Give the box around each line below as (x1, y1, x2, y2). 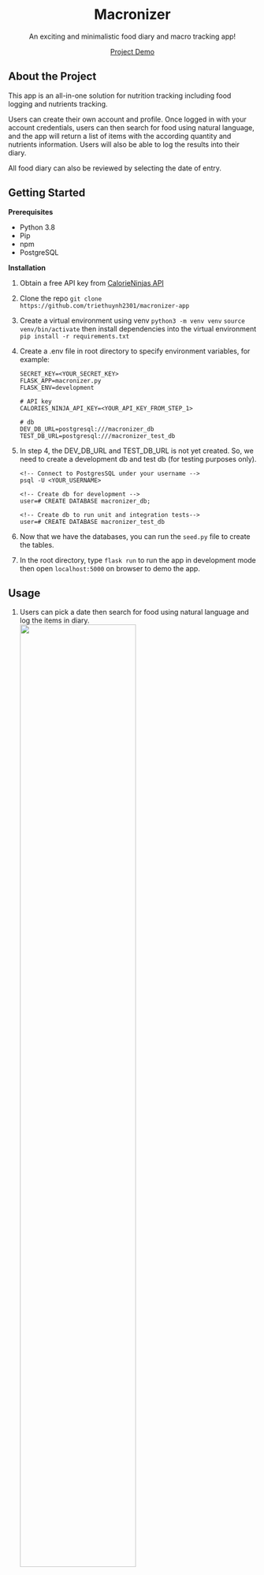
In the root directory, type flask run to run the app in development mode (19, 555, 256, 565)
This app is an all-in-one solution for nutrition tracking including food (8, 91, 232, 100)
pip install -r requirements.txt (19, 332, 130, 340)
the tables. (19, 540, 54, 549)
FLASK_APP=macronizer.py (19, 376, 102, 384)
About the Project (8, 69, 97, 84)
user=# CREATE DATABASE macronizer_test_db (19, 518, 165, 526)
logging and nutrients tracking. (8, 99, 108, 108)
